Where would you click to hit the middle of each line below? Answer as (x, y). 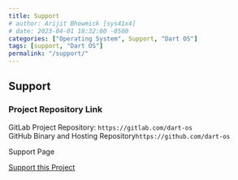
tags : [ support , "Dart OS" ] (56, 46)
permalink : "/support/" (49, 54)
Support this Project (42, 167)
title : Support (34, 16)
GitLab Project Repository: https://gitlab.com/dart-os (101, 127)
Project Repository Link (56, 109)
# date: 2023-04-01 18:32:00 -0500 (69, 31)
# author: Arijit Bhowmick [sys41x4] (72, 24)
